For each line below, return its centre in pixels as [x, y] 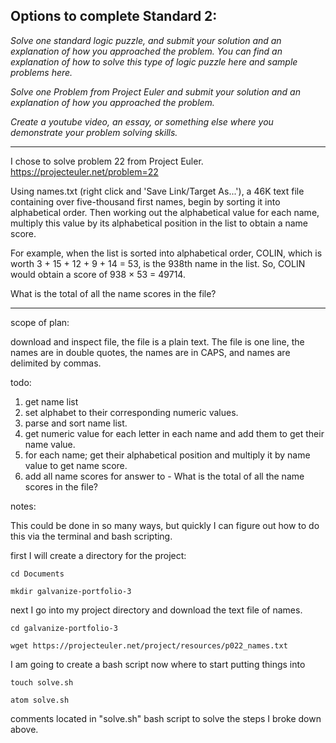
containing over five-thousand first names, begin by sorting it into [145, 201]
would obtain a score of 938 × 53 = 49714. [98, 274]
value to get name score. [76, 465]
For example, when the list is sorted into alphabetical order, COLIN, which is [166, 253]
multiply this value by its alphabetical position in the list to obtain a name [159, 223]
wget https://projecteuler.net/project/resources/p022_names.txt [149, 645]
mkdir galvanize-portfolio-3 [71, 591]
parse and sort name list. [76, 423]
